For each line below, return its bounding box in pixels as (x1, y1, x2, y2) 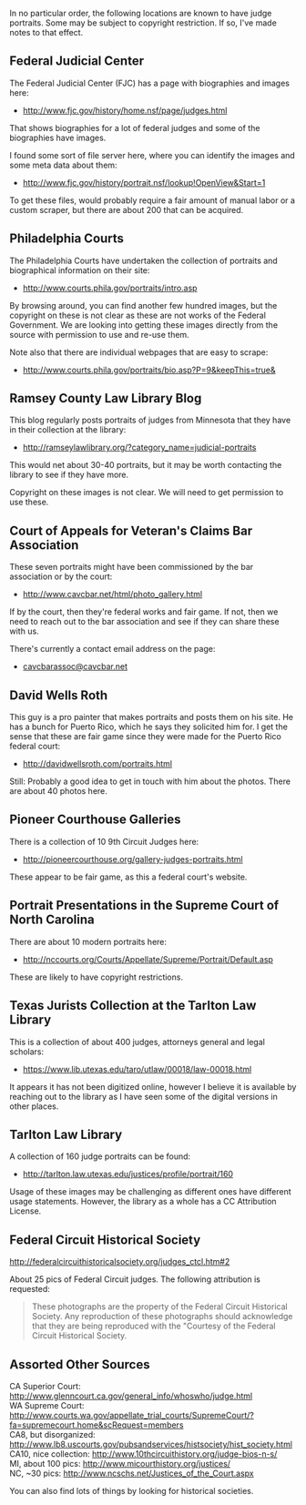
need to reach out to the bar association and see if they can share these (9, 616, 280, 627)
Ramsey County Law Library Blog (9, 391, 202, 406)
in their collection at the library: (9, 424, 127, 435)
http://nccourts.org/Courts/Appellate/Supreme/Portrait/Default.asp (22, 953, 273, 964)
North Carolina (9, 912, 95, 928)
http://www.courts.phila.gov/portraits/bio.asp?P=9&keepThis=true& (22, 364, 276, 375)
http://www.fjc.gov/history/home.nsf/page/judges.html (22, 105, 228, 116)
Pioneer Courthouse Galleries (9, 812, 181, 828)
